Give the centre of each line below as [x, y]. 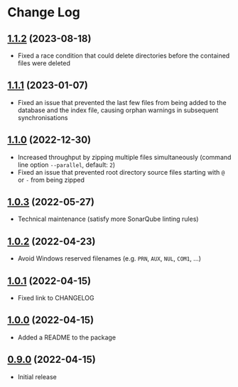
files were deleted [44, 63]
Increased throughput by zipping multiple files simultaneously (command [124, 157]
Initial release [37, 376]
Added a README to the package [66, 337]
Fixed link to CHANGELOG [56, 298]
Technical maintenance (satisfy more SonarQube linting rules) [108, 219]
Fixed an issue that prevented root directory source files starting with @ [121, 172]
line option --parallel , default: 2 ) [66, 165]
